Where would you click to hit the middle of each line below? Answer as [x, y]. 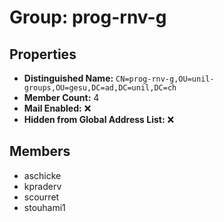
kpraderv [42, 186]
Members [40, 151]
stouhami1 [44, 207]
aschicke [42, 175]
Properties [43, 54]
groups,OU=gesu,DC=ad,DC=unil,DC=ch [100, 88]
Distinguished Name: [68, 78]
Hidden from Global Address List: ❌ [99, 119]
